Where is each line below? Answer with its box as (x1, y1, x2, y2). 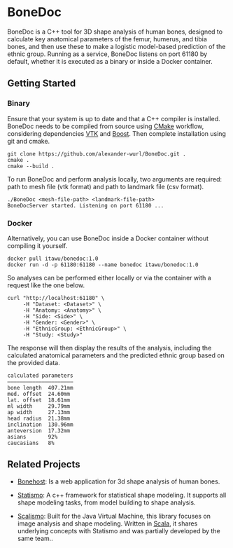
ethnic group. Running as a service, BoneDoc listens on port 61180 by (7, 50, 208, 58)
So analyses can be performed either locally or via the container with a (7, 273, 211, 282)
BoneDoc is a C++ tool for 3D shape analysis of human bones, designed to (7, 27, 223, 36)
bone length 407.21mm (7, 384, 73, 391)
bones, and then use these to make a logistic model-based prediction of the (7, 42, 226, 50)
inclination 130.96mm (7, 421, 73, 428)
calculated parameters (7, 372, 73, 379)
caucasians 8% (7, 439, 55, 446)
